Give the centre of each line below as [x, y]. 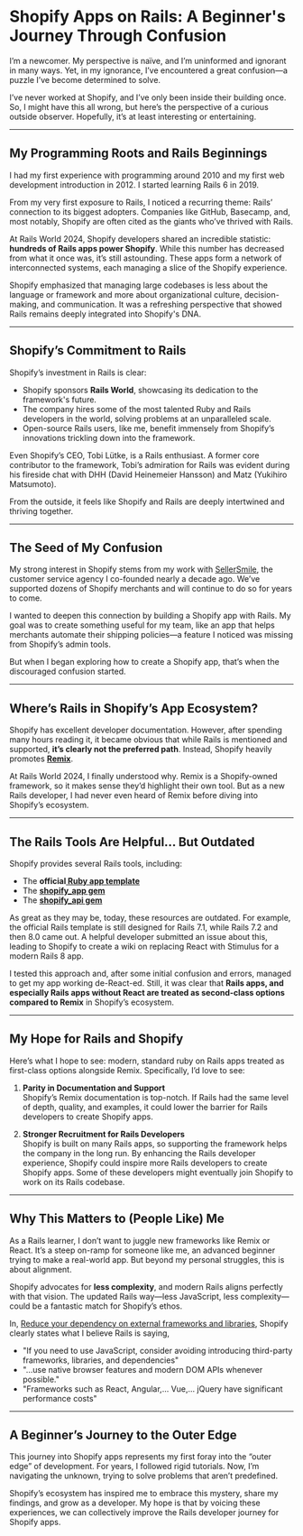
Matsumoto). [33, 483]
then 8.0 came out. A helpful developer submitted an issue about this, [138, 937]
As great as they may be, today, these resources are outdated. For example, [150, 918]
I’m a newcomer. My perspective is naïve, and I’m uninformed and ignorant [148, 60]
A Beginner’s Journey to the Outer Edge [123, 1435]
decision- [262, 294]
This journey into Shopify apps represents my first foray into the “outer [141, 1457]
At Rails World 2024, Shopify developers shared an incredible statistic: [140, 239]
